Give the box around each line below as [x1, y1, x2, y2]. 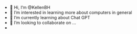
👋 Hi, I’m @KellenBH [9, 5, 50, 10]
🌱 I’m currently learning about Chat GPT [9, 15, 91, 20]
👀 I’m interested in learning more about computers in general [9, 10, 132, 15]
